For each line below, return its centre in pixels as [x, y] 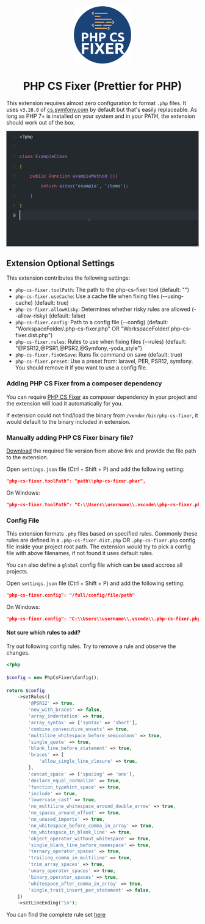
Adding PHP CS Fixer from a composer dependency [84, 384]
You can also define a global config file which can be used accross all [95, 565]
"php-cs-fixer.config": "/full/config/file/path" [71, 595]
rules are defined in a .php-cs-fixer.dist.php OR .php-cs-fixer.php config [101, 540]
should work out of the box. [41, 122]
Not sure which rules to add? [44, 633]
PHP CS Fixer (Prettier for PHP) [103, 86]
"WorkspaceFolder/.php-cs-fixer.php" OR [67, 329]
